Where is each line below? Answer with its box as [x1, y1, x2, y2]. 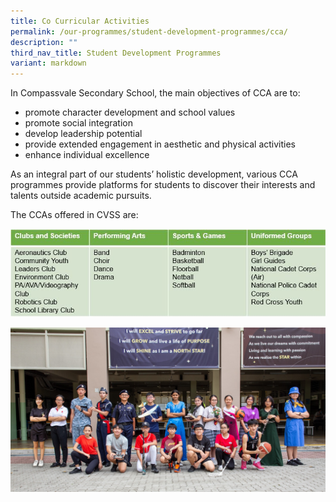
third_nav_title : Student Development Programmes [10, 48, 222, 58]
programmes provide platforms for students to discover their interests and [10, 179, 316, 191]
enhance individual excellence [24, 149, 150, 161]
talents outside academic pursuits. [10, 190, 152, 202]
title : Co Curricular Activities [10, 16, 150, 26]
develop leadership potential [24, 128, 143, 140]
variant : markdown [10, 58, 87, 69]
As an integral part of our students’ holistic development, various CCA [10, 168, 298, 180]
